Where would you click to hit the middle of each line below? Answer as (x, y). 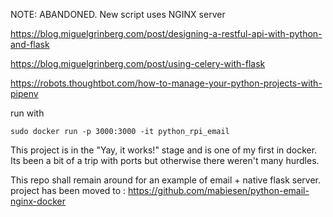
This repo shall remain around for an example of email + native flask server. (165, 180)
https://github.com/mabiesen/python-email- (219, 190)
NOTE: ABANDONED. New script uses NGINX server (118, 14)
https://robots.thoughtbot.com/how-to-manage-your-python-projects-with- (166, 83)
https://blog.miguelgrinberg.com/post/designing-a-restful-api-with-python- (166, 33)
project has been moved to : (68, 190)
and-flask (30, 44)
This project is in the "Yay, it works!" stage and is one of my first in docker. (164, 150)
